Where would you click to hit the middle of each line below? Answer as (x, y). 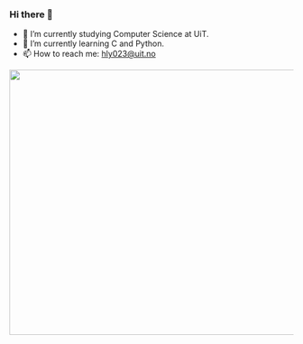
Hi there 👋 (32, 14)
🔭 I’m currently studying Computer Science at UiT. (115, 34)
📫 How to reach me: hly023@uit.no (89, 54)
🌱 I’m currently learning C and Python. (93, 43)
